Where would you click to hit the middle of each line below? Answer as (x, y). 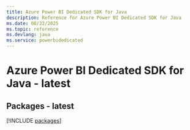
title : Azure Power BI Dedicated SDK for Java (67, 12)
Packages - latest (40, 106)
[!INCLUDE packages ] (34, 121)
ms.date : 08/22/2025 (33, 23)
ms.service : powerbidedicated (45, 40)
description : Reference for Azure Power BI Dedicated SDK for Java (94, 18)
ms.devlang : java (28, 35)
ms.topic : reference (33, 29)
